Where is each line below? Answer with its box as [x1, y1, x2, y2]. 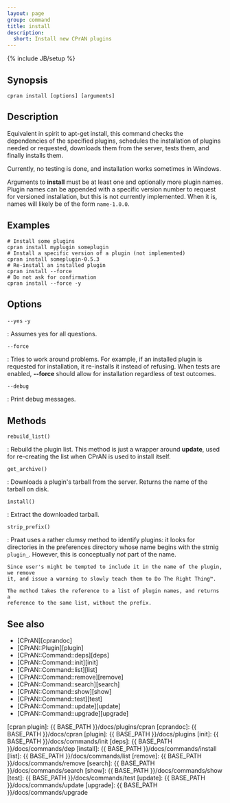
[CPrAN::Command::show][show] [16, 688, 112, 695]
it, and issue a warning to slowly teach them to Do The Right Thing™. [7, 576, 216, 583]
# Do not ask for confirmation [7, 274, 97, 281]
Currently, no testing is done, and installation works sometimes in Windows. [7, 164, 222, 172]
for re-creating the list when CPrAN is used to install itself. [7, 452, 172, 461]
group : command [7, 16, 51, 23]
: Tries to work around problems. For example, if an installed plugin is [7, 355, 203, 364]
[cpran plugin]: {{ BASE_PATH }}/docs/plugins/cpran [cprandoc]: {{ [7, 723, 197, 731]
